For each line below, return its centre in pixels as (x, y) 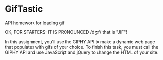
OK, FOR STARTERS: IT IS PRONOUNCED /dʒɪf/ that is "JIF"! (66, 32)
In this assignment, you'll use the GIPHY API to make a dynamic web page (80, 42)
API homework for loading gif (35, 23)
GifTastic (24, 9)
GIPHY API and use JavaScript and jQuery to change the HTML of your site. (82, 52)
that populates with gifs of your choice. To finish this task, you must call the (82, 47)
